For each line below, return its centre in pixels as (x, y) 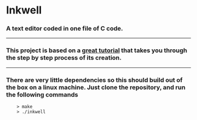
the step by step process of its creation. (64, 58)
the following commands (42, 94)
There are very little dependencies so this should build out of (94, 80)
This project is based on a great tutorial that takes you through (97, 50)
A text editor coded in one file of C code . (64, 29)
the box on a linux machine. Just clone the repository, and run (96, 87)
